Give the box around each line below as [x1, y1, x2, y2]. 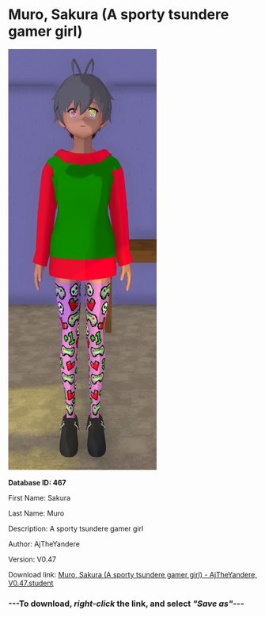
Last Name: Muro [8, 508, 65, 518]
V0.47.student [8, 578, 54, 588]
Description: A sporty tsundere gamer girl [8, 524, 144, 533]
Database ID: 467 [8, 478, 66, 487]
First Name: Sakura [8, 493, 71, 502]
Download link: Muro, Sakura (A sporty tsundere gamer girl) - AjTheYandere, [8, 569, 257, 579]
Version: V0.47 [8, 554, 57, 564]
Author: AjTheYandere [8, 539, 81, 548]
